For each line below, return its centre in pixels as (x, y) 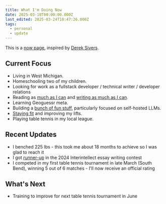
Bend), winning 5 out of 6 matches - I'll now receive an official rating (84, 168)
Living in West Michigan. (38, 76)
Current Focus (28, 64)
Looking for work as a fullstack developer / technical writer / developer (86, 86)
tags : (11, 24)
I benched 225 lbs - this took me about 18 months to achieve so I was (85, 146)
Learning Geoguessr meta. (40, 103)
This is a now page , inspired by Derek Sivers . (52, 48)
